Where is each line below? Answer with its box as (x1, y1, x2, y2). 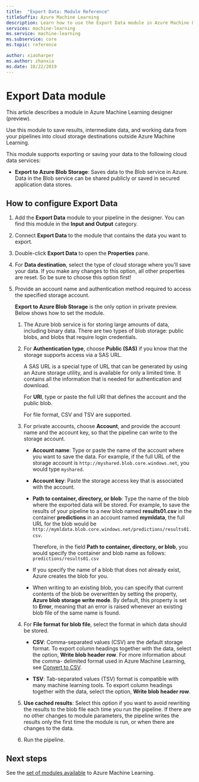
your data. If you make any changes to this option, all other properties (14, 268, 185, 275)
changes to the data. (23, 725, 74, 732)
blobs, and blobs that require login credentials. (23, 334, 137, 341)
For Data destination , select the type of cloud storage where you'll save (14, 261, 191, 268)
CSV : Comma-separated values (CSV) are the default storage (32, 639, 184, 646)
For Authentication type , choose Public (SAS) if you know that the (23, 345, 188, 352)
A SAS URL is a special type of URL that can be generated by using (23, 363, 188, 370)
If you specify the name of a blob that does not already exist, (32, 566, 181, 574)
